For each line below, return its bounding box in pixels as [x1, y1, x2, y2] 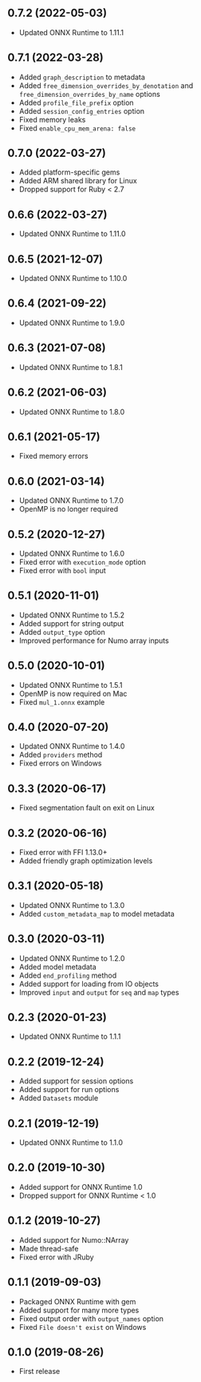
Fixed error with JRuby [18, 1252, 94, 1262]
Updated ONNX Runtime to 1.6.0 [18, 548, 125, 558]
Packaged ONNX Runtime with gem [18, 1296, 136, 1306]
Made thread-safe [18, 1243, 79, 1253]
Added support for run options [18, 1085, 120, 1095]
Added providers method [18, 750, 103, 760]
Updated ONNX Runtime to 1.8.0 [18, 407, 125, 416]
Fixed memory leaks [18, 114, 86, 124]
